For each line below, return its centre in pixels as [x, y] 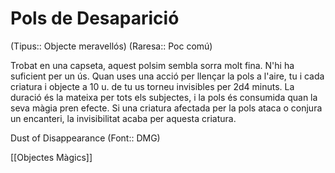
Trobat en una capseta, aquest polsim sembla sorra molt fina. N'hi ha [152, 65]
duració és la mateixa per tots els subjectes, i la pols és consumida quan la [164, 97]
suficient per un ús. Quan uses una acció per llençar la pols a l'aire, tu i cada [167, 76]
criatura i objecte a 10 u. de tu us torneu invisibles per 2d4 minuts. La [152, 86]
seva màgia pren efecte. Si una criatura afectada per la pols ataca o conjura [166, 108]
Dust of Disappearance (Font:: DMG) [85, 138]
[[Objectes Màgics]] [51, 157]
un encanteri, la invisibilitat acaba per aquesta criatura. [123, 118]
